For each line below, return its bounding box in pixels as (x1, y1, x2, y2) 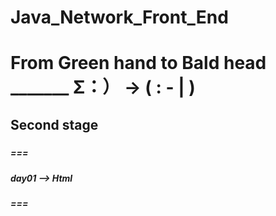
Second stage (10, 116, 99, 133)
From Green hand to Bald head (10, 52, 267, 75)
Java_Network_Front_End (10, 6, 229, 29)
